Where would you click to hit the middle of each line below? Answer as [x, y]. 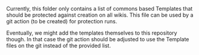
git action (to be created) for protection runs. [62, 21]
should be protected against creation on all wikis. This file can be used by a [100, 15]
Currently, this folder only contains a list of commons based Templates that [99, 9]
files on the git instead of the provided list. [59, 45]
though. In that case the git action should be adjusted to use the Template [98, 39]
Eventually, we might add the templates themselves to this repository [92, 33]
